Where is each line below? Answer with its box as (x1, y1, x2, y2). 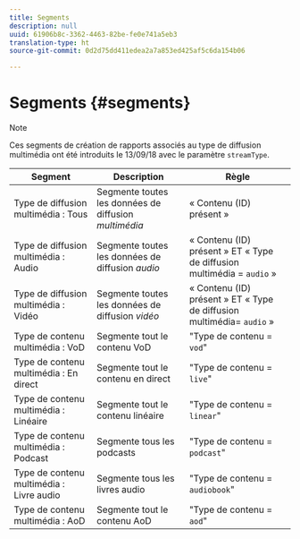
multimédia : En (13, 367, 79, 380)
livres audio (96, 483, 146, 496)
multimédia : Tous (13, 208, 88, 220)
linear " (188, 409, 221, 422)
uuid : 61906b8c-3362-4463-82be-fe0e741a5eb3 (9, 30, 178, 38)
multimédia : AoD (13, 515, 86, 527)
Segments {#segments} (9, 93, 191, 113)
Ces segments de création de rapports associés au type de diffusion (9, 140, 262, 150)
